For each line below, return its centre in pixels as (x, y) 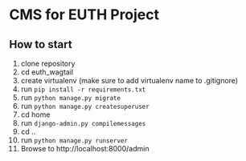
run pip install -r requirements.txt (83, 89)
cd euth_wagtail (47, 72)
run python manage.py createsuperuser (85, 106)
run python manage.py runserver (74, 140)
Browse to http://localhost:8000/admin (85, 149)
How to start (41, 44)
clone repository (48, 63)
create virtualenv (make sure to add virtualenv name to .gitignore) (129, 80)
